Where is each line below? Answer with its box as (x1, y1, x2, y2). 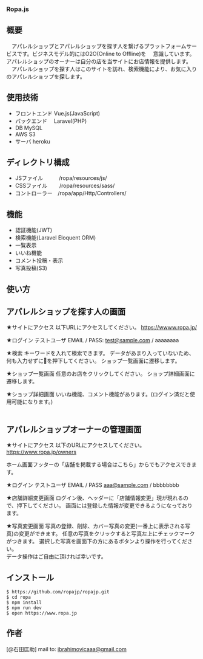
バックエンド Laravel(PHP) (15, 117, 87, 125)
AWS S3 (15, 130, 36, 138)
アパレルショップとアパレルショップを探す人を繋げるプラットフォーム (11, 42, 187, 50)
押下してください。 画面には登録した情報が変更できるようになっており (16, 502, 193, 509)
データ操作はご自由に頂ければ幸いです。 (6, 553, 107, 561)
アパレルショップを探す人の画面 (6, 306, 126, 317)
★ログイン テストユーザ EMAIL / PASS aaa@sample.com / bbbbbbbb (6, 481, 179, 489)
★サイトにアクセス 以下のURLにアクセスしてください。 (6, 441, 145, 449)
